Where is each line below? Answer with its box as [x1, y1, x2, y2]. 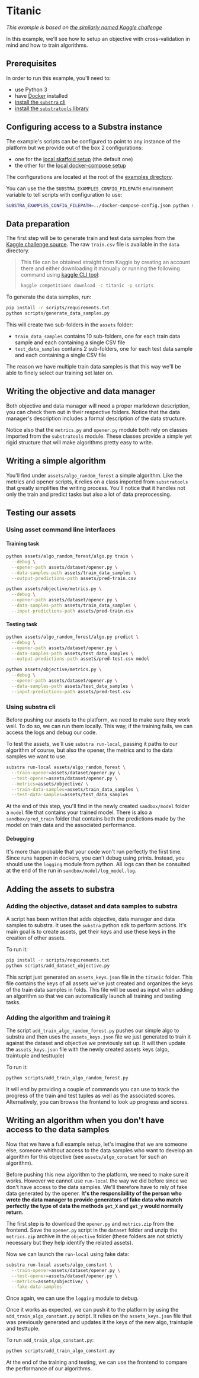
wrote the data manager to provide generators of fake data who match [6, 1196, 182, 1203]
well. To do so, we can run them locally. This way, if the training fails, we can [6, 723, 193, 730]
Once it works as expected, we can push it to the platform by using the [6, 1306, 179, 1313]
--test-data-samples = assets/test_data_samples [11, 792, 129, 798]
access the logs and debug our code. [6, 729, 98, 736]
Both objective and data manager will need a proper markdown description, [6, 402, 191, 409]
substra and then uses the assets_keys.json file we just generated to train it [6, 1033, 191, 1040]
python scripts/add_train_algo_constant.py [6, 1348, 115, 1354]
